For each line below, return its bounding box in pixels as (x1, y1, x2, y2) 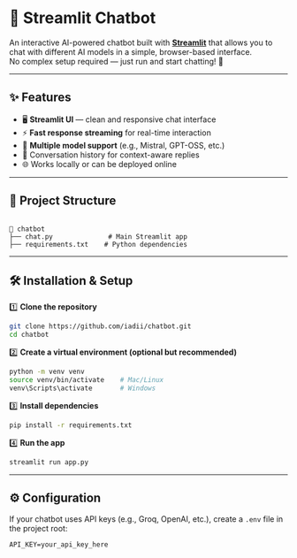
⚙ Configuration (9, 490, 102, 505)
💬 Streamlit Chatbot (9, 8, 156, 28)
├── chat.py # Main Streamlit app (9, 232, 188, 241)
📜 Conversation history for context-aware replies (21, 149, 201, 160)
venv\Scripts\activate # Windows (9, 384, 156, 393)
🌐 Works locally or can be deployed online (21, 158, 177, 169)
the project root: (9, 524, 68, 534)
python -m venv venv (9, 367, 86, 377)
